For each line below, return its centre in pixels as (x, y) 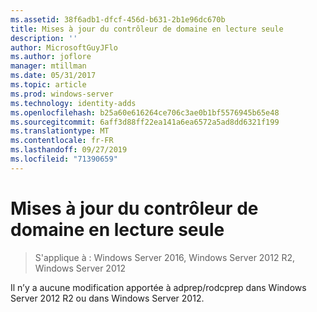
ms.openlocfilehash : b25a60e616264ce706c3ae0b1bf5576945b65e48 (145, 112)
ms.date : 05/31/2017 (53, 76)
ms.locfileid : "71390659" (64, 159)
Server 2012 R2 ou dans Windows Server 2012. (107, 298)
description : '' (44, 38)
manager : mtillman (48, 66)
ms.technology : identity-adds (73, 103)
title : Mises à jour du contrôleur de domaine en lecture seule (147, 29)
